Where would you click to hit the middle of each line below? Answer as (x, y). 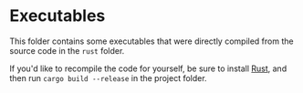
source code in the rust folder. (67, 50)
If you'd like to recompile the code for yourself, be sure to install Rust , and (148, 68)
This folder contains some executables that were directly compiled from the (151, 41)
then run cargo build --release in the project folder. (108, 77)
